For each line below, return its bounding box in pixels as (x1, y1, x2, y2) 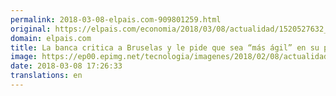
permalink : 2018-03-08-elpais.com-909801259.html (10, 14, 222, 25)
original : (10, 24, 52, 34)
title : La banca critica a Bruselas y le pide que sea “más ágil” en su (10, 42, 320, 53)
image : (10, 52, 38, 62)
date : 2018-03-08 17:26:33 (10, 61, 123, 71)
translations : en (10, 71, 83, 81)
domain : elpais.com (10, 33, 92, 43)
